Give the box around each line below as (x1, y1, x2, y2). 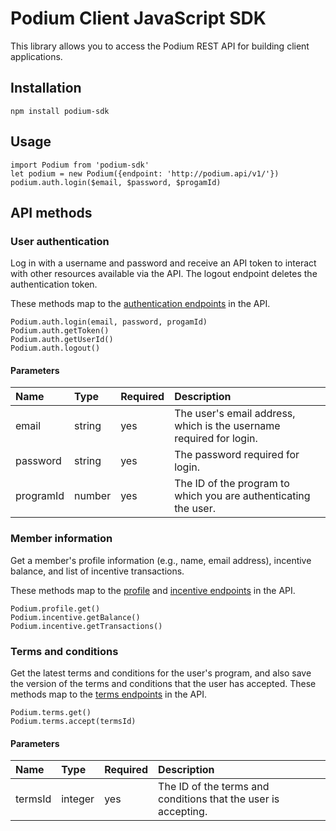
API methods (10, 204, 93, 221)
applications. (10, 50, 63, 62)
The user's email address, (174, 407, 296, 421)
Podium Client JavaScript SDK (10, 7, 267, 30)
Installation (10, 80, 82, 97)
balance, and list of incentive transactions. (10, 565, 185, 577)
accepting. (158, 805, 208, 819)
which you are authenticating (174, 489, 311, 503)
